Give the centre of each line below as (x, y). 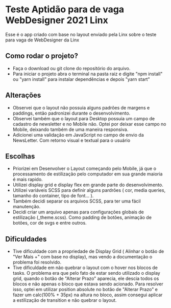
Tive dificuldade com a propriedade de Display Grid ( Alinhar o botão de (88, 251)
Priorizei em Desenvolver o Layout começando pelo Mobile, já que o (84, 169)
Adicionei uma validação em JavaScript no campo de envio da (78, 135)
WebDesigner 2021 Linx (57, 20)
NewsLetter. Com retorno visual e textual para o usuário (71, 140)
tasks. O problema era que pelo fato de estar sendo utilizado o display (87, 273)
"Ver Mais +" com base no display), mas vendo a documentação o (82, 257)
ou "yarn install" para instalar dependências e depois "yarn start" (81, 79)
